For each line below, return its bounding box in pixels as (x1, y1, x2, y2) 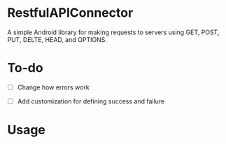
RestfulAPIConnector (7, 5, 134, 21)
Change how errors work (17, 82, 90, 92)
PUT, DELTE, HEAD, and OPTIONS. (7, 35, 107, 43)
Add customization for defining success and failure (17, 96, 165, 106)
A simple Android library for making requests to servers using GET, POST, (7, 28, 220, 36)
